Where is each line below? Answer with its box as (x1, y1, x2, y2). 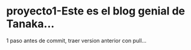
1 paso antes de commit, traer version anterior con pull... (6, 37, 147, 44)
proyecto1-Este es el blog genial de (6, 4, 186, 18)
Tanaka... (6, 17, 55, 31)
